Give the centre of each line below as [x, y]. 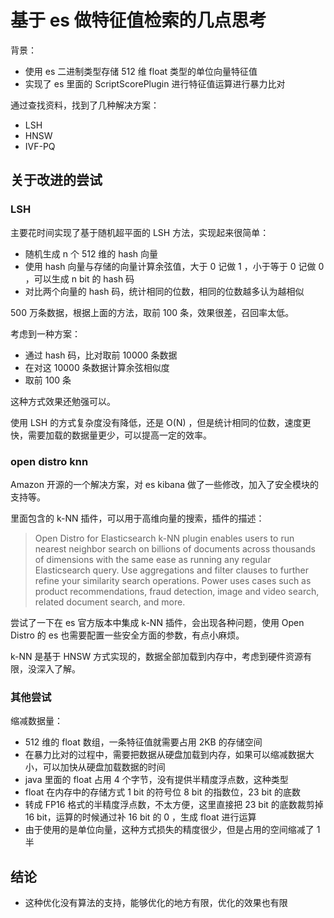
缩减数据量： [36, 721]
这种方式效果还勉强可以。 [63, 401]
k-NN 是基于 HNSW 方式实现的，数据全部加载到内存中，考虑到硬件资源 [157, 656]
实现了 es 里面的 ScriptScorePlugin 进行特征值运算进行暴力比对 [155, 83]
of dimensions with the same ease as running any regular [153, 559]
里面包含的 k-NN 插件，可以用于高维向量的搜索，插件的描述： [137, 518]
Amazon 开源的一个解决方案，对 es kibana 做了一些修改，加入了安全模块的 [165, 484]
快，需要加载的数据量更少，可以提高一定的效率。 [111, 435]
